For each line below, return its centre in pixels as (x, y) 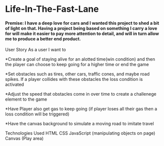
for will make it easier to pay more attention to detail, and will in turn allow (82, 34)
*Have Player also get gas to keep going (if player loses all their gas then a (81, 109)
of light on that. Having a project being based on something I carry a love (81, 28)
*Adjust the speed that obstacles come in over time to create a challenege (81, 94)
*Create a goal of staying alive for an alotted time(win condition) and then (80, 59)
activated (15, 84)
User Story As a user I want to (36, 50)
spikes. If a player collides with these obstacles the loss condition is (74, 79)
